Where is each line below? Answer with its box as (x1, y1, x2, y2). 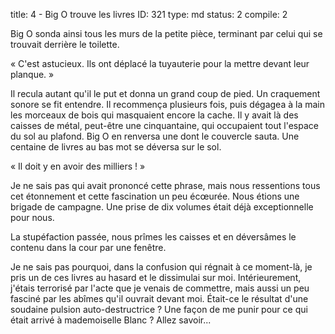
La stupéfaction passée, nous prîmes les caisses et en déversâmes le (10, 231, 297, 243)
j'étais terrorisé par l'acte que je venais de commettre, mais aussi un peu (10, 282, 310, 294)
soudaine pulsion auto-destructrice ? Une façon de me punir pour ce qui (10, 304, 308, 315)
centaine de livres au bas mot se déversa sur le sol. (10, 141, 222, 153)
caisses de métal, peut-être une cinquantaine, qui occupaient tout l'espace (10, 120, 319, 131)
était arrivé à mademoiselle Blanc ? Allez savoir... (10, 314, 212, 326)
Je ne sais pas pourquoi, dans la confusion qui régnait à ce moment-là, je (10, 261, 313, 273)
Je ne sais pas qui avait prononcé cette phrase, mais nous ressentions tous (10, 180, 321, 191)
